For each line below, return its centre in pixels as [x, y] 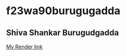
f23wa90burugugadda [63, 11]
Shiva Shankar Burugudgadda [63, 33]
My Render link [25, 47]
